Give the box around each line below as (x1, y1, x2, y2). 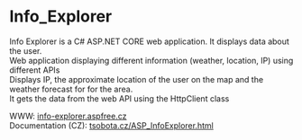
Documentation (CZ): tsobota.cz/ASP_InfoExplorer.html (9, 119, 214, 131)
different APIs (9, 65, 60, 75)
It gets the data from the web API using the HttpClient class (9, 92, 230, 104)
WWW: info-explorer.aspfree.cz (9, 110, 127, 121)
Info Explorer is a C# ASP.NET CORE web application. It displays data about (9, 36, 290, 47)
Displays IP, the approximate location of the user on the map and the (9, 74, 264, 84)
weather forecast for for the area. (9, 83, 133, 94)
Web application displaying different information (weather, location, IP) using (9, 55, 294, 66)
